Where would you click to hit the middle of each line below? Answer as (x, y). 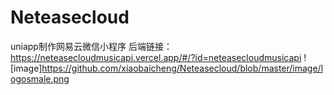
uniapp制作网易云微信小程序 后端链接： (91, 46)
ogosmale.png (40, 78)
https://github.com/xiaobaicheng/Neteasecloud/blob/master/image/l (182, 68)
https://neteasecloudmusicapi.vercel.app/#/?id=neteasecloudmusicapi (156, 57)
